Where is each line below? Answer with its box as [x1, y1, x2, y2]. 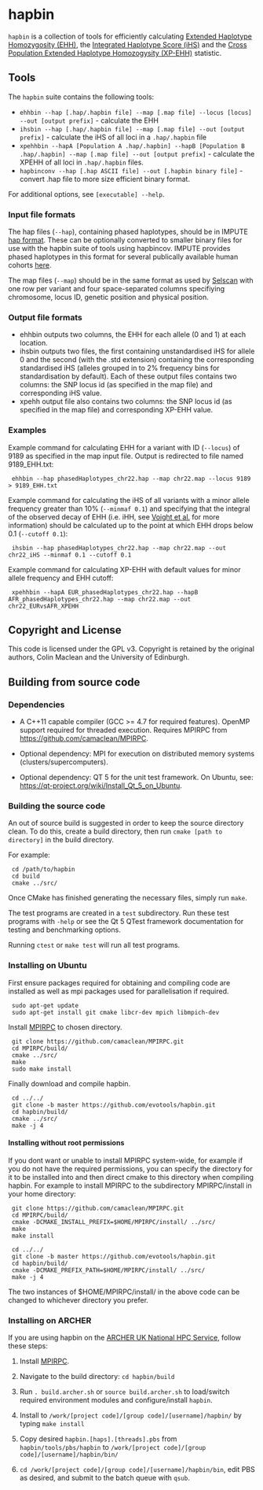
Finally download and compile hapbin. [8, 1078, 131, 1088]
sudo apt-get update [11, 1001, 79, 1009]
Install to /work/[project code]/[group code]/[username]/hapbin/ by [19, 1411, 242, 1420]
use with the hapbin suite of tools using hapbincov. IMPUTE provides [8, 244, 231, 253]
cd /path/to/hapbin [11, 866, 76, 874]
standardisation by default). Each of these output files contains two [19, 372, 237, 381]
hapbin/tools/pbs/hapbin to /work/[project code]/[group [19, 1443, 206, 1452]
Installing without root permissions [8, 1138, 125, 1148]
